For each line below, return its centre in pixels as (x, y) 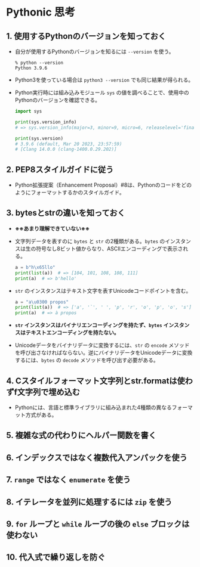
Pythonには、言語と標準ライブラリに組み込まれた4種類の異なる (93, 407)
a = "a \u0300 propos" (42, 302)
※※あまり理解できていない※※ (52, 228)
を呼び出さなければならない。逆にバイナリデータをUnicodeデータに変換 (104, 353)
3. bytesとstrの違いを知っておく (66, 213)
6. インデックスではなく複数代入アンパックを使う (97, 458)
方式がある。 (41, 414)
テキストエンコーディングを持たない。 (72, 333)
